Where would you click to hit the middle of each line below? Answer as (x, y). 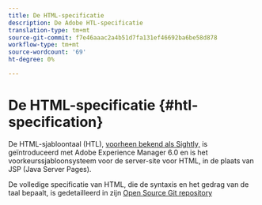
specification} (56, 122)
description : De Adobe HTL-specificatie (76, 23)
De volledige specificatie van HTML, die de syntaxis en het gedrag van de (129, 184)
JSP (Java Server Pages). (50, 169)
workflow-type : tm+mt (44, 45)
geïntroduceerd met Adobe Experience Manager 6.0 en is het (108, 152)
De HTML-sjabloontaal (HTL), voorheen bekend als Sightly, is (108, 143)
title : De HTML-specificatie (56, 15)
